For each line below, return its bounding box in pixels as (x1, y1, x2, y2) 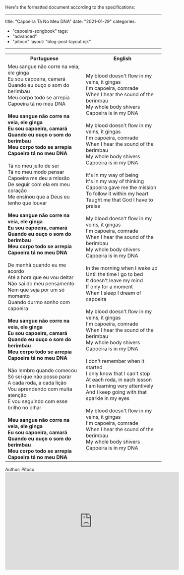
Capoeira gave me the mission (86, 184, 157, 191)
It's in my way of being (86, 172, 139, 178)
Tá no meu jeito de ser (7, 162, 60, 169)
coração (7, 187, 27, 194)
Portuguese (30, 55, 59, 62)
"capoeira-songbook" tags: (12, 28, 68, 34)
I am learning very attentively (86, 383, 154, 389)
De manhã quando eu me (7, 261, 66, 268)
